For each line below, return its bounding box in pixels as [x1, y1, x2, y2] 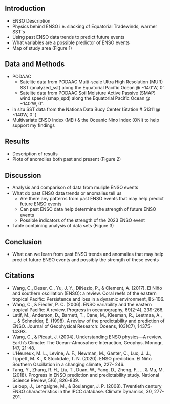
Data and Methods [5, 60, 65, 69]
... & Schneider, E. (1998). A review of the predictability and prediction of [12, 317, 165, 324]
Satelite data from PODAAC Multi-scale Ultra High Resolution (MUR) [19, 79, 163, 85]
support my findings [12, 122, 55, 129]
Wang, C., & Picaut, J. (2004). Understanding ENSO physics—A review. [12, 334, 162, 340]
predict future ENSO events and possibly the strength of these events [12, 257, 159, 263]
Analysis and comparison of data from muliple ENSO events [12, 184, 139, 191]
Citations [5, 271, 35, 280]
